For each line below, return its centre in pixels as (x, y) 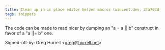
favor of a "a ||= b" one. (29, 33)
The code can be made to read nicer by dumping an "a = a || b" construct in (82, 28)
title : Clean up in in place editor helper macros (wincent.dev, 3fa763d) (83, 9)
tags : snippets (21, 14)
